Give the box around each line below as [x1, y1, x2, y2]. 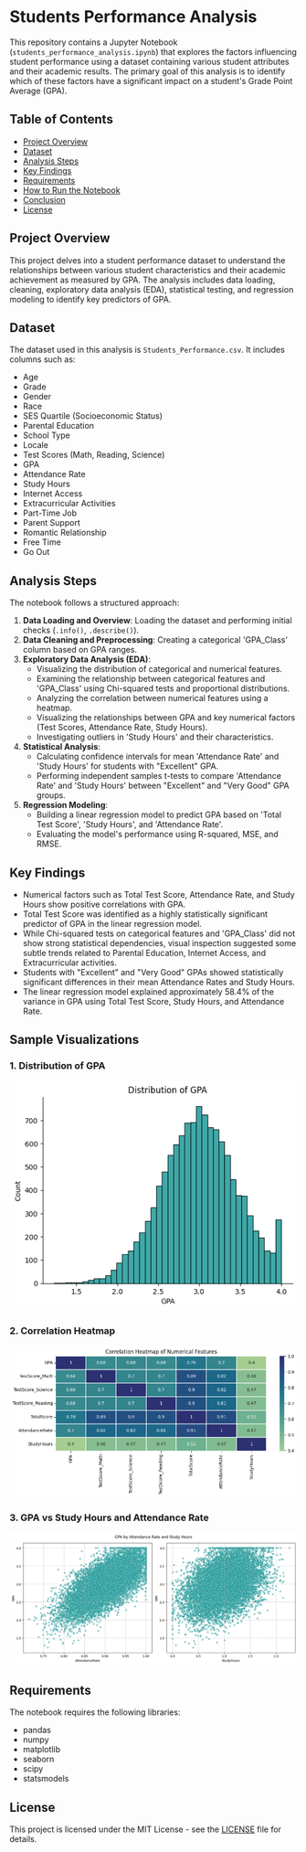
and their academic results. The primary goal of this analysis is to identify [9, 66, 286, 77]
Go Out [22, 547, 50, 558]
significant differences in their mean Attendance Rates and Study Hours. [22, 976, 295, 987]
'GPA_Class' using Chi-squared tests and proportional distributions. [36, 683, 290, 694]
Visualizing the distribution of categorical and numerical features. [36, 664, 283, 675]
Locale [22, 440, 48, 451]
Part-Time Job [22, 507, 78, 518]
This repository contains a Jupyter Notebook [9, 37, 178, 48]
